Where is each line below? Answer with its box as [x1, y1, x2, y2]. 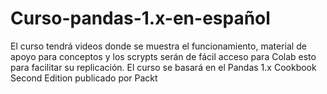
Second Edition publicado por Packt [10, 72, 158, 84]
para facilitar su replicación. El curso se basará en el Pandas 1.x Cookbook [10, 61, 317, 73]
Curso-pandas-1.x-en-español [10, 7, 271, 30]
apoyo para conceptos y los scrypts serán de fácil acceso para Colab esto [10, 50, 317, 62]
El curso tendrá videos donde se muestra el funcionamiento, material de [10, 40, 307, 52]
